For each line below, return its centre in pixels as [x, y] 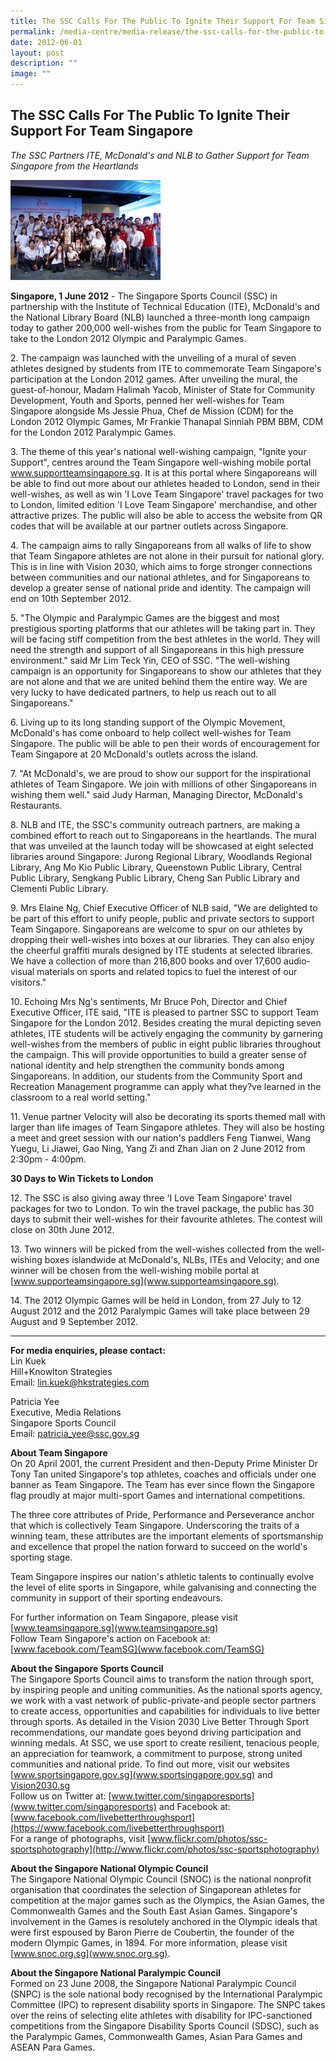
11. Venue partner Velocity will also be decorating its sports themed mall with [168, 1116]
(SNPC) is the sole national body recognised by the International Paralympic [166, 1994]
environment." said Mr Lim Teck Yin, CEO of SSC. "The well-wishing [150, 660]
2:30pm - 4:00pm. [48, 1159]
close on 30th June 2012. [62, 1229]
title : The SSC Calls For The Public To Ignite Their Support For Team [162, 21]
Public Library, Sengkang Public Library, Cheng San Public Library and [155, 877]
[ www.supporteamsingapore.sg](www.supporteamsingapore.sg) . [145, 1281]
